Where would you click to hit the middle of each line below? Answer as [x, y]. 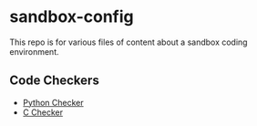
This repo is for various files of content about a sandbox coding [128, 42]
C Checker [43, 112]
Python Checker [53, 102]
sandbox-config [72, 17]
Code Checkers [55, 81]
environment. [34, 51]
